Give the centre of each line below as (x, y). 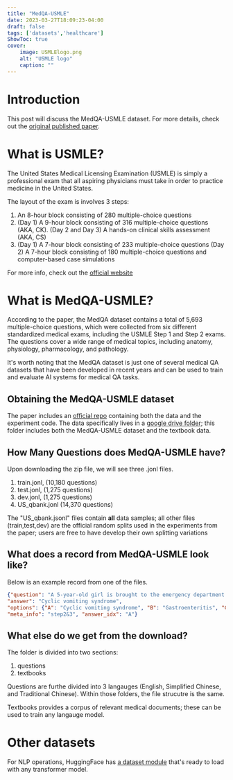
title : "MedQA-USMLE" (38, 14)
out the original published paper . (54, 126)
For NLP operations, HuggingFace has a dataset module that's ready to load (115, 762)
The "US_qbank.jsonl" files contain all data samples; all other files (101, 518)
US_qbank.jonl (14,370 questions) (65, 505)
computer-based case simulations (66, 259)
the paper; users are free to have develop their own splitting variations (107, 533)
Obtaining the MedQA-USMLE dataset (91, 399)
